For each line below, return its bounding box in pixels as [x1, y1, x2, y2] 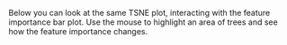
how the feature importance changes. [8, 26, 148, 36]
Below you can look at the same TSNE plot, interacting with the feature [8, 8, 271, 18]
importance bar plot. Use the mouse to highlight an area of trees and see [8, 17, 278, 27]
